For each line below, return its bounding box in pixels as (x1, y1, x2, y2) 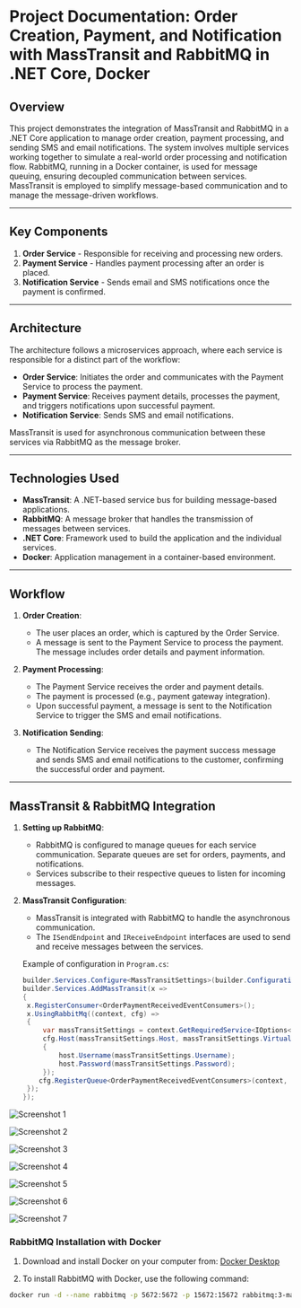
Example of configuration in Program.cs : (21, 959, 169, 970)
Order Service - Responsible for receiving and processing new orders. (21, 248, 284, 259)
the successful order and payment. (35, 764, 166, 775)
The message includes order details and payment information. (35, 646, 266, 657)
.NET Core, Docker (9, 64, 150, 84)
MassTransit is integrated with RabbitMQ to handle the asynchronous (35, 913, 291, 924)
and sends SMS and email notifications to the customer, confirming (35, 754, 284, 765)
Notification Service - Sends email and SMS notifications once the (21, 277, 271, 287)
